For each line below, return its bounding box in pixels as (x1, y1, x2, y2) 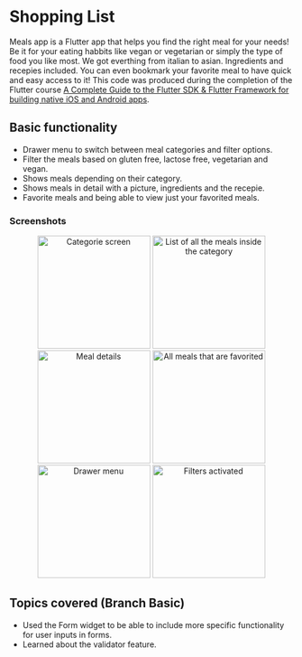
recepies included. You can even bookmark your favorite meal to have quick (9, 65, 292, 76)
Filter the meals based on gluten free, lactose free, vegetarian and (22, 154, 269, 164)
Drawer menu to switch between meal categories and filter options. (22, 144, 273, 155)
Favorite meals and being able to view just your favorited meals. (22, 192, 260, 202)
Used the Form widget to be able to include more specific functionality (22, 619, 285, 630)
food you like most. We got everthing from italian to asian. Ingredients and (9, 55, 284, 66)
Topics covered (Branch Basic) (9, 596, 185, 611)
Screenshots (9, 214, 67, 227)
